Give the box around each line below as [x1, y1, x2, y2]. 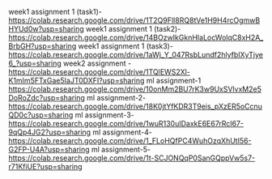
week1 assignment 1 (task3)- [78, 41, 174, 51]
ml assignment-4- [92, 127, 152, 137]
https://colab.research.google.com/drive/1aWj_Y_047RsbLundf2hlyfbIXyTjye [8, 50, 263, 59]
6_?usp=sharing [8, 58, 62, 68]
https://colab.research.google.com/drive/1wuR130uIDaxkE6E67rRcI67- [8, 119, 244, 128]
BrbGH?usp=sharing [8, 41, 77, 51]
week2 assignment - [63, 58, 132, 68]
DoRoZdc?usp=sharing [8, 93, 85, 102]
